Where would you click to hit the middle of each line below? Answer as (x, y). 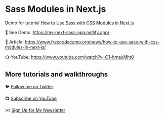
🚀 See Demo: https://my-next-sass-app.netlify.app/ (57, 32)
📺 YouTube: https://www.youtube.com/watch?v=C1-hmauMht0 (70, 57)
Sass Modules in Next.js (56, 9)
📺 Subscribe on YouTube (31, 98)
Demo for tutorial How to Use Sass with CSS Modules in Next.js (70, 23)
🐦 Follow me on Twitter (29, 86)
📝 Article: (14, 42)
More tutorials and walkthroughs (57, 74)
